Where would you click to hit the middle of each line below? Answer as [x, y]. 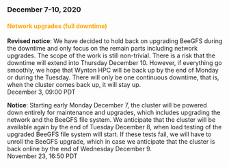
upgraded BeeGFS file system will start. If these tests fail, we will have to [109, 134]
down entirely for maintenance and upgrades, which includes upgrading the [114, 113]
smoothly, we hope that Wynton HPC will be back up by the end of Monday [113, 70]
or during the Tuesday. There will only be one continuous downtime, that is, [113, 77]
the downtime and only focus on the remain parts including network [103, 49]
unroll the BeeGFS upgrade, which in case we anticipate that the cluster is [111, 142]
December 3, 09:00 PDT [41, 92]
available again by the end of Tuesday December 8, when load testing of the [114, 127]
